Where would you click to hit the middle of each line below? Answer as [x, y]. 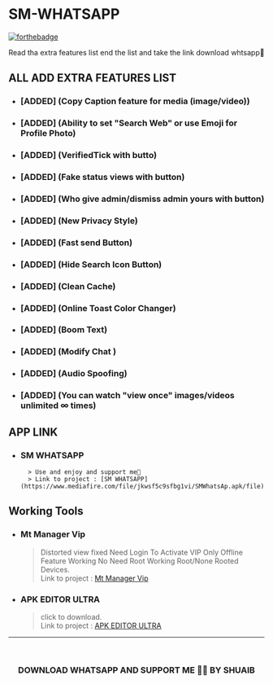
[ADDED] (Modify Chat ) [68, 352]
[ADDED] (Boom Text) [64, 330]
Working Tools [46, 511]
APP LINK [33, 432]
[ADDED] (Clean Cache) [68, 286]
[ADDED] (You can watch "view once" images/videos [127, 396]
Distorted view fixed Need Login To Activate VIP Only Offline [142, 552]
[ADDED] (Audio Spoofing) [74, 374]
